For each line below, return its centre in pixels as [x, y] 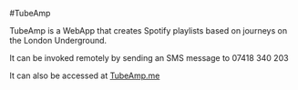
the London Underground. [58, 40]
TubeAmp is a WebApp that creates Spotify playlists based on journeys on [149, 30]
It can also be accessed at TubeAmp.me [85, 75]
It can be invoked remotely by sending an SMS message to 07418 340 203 [149, 58]
